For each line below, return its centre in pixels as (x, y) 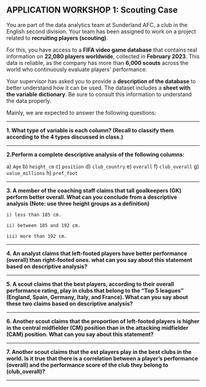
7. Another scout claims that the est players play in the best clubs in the (99, 351)
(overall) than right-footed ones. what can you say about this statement (99, 259)
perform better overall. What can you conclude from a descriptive (92, 197)
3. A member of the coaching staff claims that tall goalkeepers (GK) (94, 190)
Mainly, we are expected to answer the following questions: (81, 112)
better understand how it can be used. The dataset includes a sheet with (99, 88)
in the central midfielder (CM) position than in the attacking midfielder (97, 328)
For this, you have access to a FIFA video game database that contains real (102, 50)
